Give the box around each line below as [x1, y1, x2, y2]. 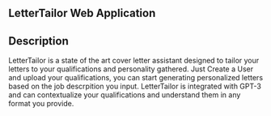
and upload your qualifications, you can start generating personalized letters [8, 73, 264, 83]
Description [8, 34, 69, 48]
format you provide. [8, 99, 74, 109]
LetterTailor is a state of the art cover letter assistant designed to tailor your [8, 56, 260, 66]
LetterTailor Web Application [8, 6, 156, 20]
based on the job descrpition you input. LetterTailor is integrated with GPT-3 [8, 81, 261, 92]
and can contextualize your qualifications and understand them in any [8, 90, 241, 100]
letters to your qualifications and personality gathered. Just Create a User [8, 64, 254, 74]
